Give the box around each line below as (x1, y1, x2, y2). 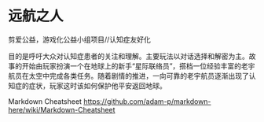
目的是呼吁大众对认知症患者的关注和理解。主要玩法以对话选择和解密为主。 (8, 51, 249, 61)
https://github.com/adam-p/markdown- (83, 96, 211, 106)
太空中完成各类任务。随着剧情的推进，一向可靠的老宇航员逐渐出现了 (28, 71, 249, 80)
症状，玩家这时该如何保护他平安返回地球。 (28, 80, 167, 91)
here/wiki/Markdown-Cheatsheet (8, 105, 115, 114)
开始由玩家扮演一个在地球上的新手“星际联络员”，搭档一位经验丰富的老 (21, 61, 249, 71)
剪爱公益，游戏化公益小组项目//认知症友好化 (8, 35, 152, 44)
